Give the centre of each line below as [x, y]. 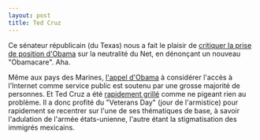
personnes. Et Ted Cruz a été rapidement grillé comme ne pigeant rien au [127, 94]
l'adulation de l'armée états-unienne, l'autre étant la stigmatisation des [123, 119]
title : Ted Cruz [35, 23]
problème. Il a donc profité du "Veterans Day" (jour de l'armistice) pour [123, 102]
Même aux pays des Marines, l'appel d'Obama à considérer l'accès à [121, 77]
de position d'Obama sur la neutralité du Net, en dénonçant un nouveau [124, 53]
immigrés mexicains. [41, 127]
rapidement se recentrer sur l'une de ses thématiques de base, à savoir [124, 110]
